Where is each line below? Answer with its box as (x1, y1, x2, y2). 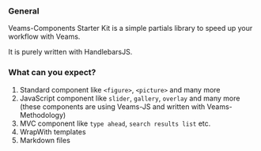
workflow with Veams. (8, 32, 81, 41)
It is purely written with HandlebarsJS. (8, 47, 133, 57)
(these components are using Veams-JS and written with (19, 101, 206, 111)
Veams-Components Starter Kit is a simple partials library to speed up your (8, 24, 253, 33)
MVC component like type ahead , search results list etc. (19, 119, 211, 128)
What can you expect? (8, 67, 96, 78)
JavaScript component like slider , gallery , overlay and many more (19, 93, 240, 103)
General (8, 6, 40, 17)
